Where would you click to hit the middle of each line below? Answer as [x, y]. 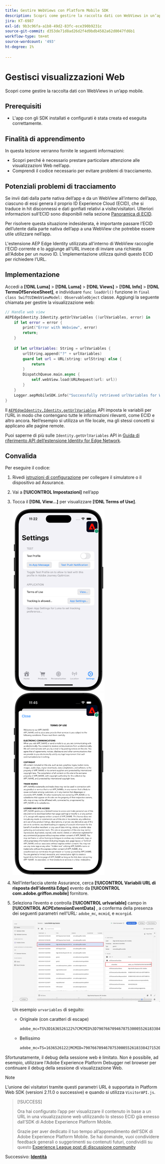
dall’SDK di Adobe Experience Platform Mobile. [65, 1122]
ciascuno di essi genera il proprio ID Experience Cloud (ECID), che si [74, 203]
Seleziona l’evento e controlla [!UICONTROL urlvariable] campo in [79, 903]
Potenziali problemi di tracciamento [61, 186]
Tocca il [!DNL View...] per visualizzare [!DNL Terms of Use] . [74, 502]
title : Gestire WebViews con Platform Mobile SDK [57, 10]
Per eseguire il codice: [28, 468]
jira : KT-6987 [20, 21]
